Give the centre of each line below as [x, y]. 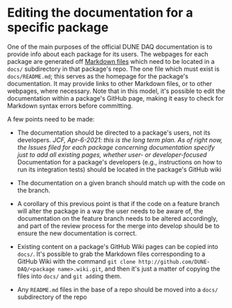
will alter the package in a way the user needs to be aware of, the [110, 211]
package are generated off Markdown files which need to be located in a [111, 61]
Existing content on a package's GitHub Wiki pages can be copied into [117, 246]
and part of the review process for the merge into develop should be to [118, 225]
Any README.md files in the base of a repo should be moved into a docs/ [117, 289]
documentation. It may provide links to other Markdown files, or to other [110, 83]
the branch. [34, 190]
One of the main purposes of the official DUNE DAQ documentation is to [110, 46]
